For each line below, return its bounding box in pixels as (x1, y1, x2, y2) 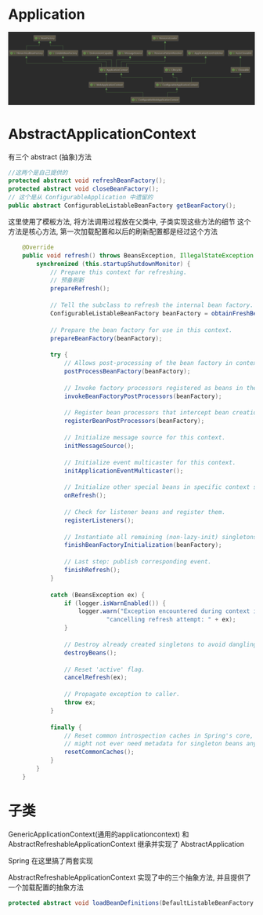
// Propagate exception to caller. (63, 691, 180, 698)
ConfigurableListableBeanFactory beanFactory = (49, 309, 209, 317)
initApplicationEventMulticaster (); (63, 467, 184, 475)
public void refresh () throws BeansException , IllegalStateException (22, 251, 254, 260)
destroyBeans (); (63, 649, 117, 657)
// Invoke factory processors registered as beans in (63, 384, 243, 392)
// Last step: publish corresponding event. (63, 558, 212, 566)
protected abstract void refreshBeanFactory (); (8, 177, 167, 185)
